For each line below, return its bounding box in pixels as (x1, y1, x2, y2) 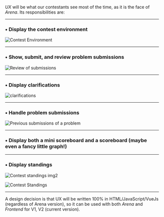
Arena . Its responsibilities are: (5, 9, 65, 15)
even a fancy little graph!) (5, 143, 67, 150)
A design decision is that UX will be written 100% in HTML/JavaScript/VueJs (5, 196, 159, 201)
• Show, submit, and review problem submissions (5, 54, 124, 60)
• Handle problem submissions (5, 109, 80, 116)
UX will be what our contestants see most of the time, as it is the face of (5, 4, 150, 10)
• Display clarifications (5, 81, 60, 88)
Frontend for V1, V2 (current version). (5, 206, 81, 212)
